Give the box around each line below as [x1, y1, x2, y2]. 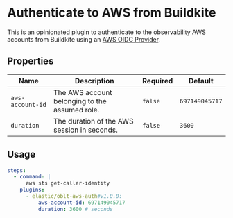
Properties [7, 56, 54, 67]
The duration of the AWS [53, 116, 134, 126]
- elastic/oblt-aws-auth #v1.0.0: [25, 193, 123, 200]
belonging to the [53, 96, 107, 106]
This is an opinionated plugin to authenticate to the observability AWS [7, 28, 207, 36]
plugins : [19, 186, 45, 194]
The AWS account [53, 87, 112, 97]
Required [141, 76, 173, 85]
